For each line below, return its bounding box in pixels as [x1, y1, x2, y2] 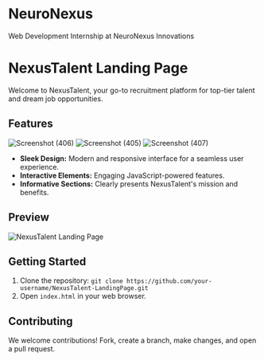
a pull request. [8, 344, 56, 354]
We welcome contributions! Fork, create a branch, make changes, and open [8, 335, 257, 345]
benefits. [19, 187, 49, 197]
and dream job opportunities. [8, 93, 103, 104]
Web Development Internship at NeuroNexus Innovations [8, 31, 195, 41]
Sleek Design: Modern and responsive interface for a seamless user [19, 153, 244, 163]
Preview [8, 210, 50, 224]
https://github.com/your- [126, 277, 212, 285]
